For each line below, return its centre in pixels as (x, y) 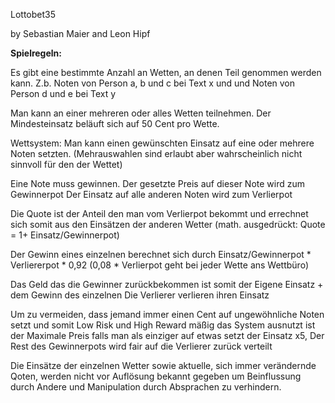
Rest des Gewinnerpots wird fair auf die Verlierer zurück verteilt (141, 346)
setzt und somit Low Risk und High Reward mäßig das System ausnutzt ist (163, 325)
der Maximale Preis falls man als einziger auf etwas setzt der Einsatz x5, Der (167, 335)
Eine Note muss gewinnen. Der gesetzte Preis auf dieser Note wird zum (157, 183)
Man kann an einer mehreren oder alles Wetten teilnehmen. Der (141, 113)
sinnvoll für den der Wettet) (66, 164)
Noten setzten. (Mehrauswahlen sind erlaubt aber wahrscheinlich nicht (156, 153)
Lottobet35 (33, 14)
